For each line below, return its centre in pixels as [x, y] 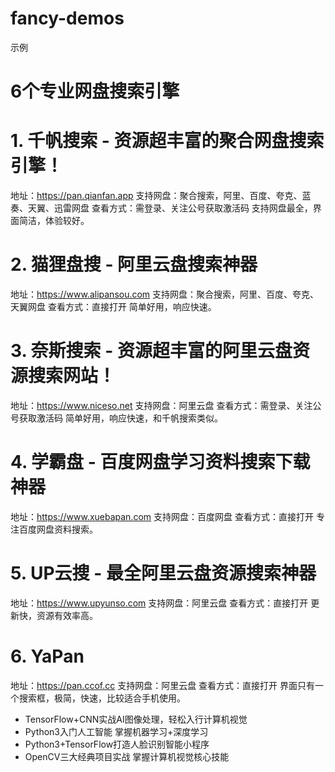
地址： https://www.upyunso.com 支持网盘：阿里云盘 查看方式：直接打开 [159, 603]
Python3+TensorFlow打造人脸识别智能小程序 [117, 744]
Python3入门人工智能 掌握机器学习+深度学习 [116, 731]
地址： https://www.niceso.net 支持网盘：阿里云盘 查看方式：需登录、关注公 [166, 405]
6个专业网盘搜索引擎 [95, 91]
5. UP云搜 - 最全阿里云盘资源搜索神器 [163, 573]
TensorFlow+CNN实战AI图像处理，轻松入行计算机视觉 [136, 719]
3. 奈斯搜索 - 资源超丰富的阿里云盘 [151, 351]
